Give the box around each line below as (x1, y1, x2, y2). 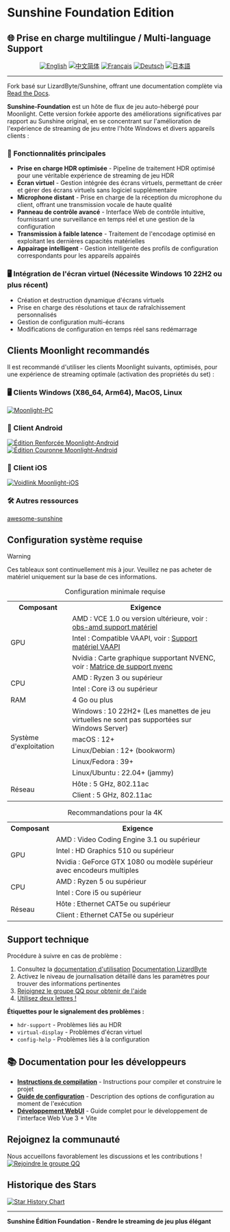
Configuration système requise (7, 534, 143, 545)
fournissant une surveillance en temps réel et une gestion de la (16, 215, 195, 223)
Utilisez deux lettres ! (16, 994, 77, 1002)
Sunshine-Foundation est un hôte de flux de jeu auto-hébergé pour (7, 103, 199, 110)
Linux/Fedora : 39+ (72, 757, 133, 767)
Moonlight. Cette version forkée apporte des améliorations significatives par (7, 110, 222, 118)
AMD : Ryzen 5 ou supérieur (55, 877, 147, 887)
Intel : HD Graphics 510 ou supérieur (55, 846, 175, 856)
